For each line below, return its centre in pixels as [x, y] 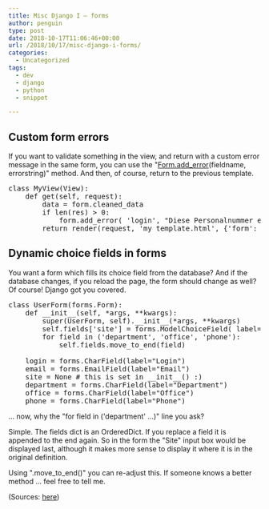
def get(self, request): [74, 196]
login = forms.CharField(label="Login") [106, 361]
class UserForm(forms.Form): [65, 305]
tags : [17, 68]
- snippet [32, 98]
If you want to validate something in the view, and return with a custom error [134, 156]
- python [30, 90]
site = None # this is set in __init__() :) [114, 377]
